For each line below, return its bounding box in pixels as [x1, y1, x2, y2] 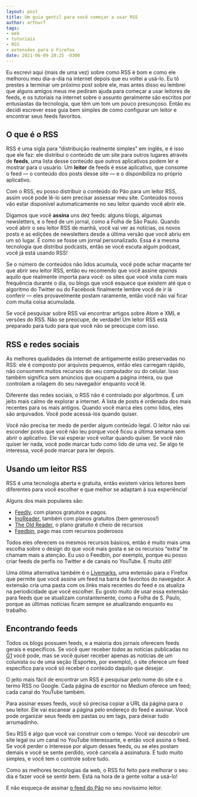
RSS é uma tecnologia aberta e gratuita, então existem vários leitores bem [6, 480, 186, 487]
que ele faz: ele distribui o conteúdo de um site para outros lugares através [6, 152, 188, 159]
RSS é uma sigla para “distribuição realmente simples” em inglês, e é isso [6, 145, 184, 152]
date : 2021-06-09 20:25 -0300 [6, 52, 81, 58]
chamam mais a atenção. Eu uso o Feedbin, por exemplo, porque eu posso [6, 552, 187, 559]
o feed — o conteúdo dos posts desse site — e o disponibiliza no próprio [6, 170, 183, 177]
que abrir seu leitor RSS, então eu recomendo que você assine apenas [6, 267, 178, 274]
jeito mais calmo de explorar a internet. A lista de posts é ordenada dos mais [6, 398, 191, 405]
